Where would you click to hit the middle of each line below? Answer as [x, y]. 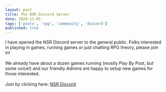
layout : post [19, 10]
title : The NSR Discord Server [37, 14]
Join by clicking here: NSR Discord [40, 84]
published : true [22, 28]
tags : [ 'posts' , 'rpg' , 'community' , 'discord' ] [56, 23]
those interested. [22, 74]
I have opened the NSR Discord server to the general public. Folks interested [83, 42]
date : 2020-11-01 [23, 19]
